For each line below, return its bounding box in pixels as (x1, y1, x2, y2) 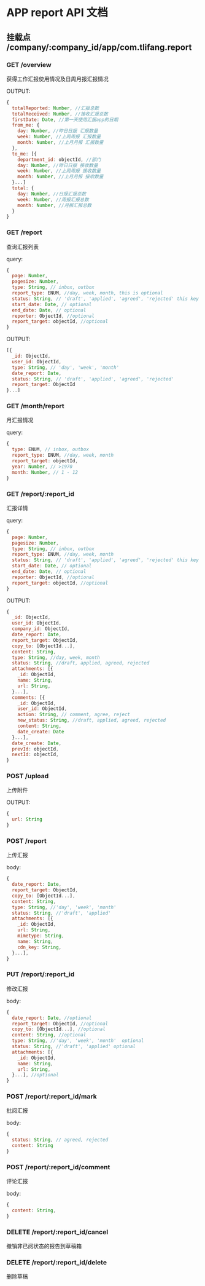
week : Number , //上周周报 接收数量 (17, 168, 101, 174)
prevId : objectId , (12, 746, 60, 752)
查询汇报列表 (6, 243, 39, 250)
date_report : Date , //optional (12, 1015, 92, 1021)
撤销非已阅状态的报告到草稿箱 (6, 1242, 82, 1250)
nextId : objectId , (12, 751, 60, 758)
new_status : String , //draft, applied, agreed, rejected (17, 717, 166, 724)
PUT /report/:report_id (6, 970, 75, 979)
